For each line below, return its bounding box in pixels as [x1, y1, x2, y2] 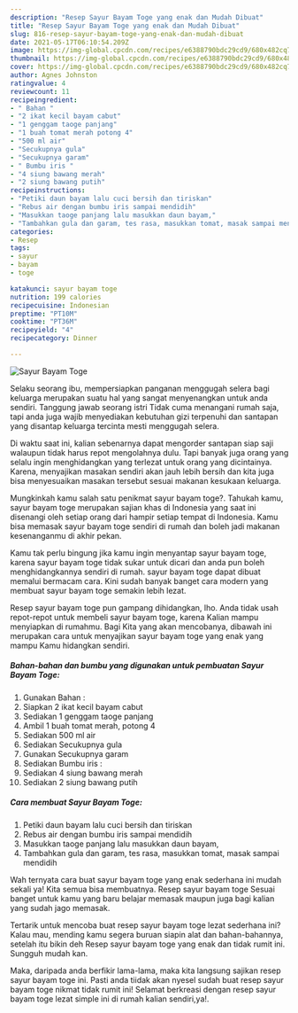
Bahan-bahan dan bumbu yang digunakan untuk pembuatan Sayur [10, 660, 264, 671]
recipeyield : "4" [10, 325, 74, 335]
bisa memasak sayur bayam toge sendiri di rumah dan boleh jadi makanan [10, 520, 280, 532]
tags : [10, 244, 30, 253]
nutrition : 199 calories [10, 292, 102, 301]
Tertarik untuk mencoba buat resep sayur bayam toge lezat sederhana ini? [10, 919, 281, 931]
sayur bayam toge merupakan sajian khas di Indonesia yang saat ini [10, 502, 256, 512]
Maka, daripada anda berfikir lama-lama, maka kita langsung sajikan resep [10, 965, 281, 976]
